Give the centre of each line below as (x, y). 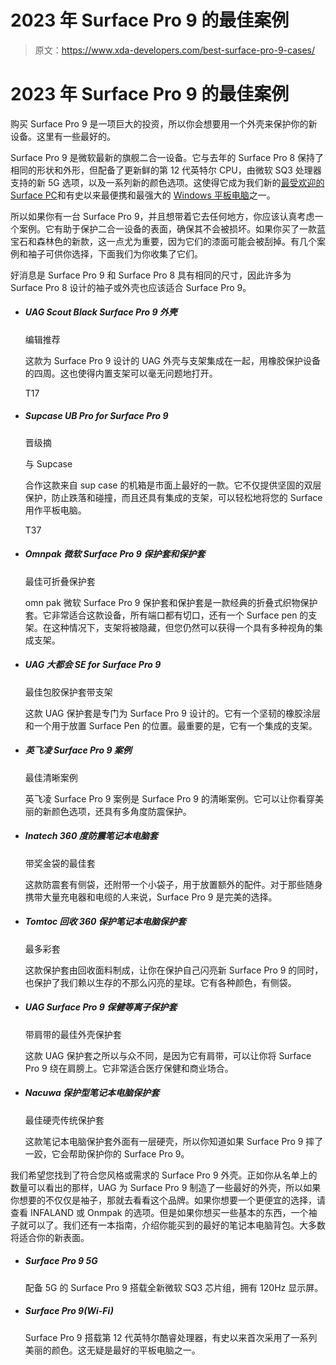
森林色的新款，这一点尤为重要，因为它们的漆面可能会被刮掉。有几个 (176, 241)
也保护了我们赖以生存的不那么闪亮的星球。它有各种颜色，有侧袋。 (160, 982)
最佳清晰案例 (51, 777)
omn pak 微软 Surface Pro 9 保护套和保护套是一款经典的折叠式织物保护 (171, 602)
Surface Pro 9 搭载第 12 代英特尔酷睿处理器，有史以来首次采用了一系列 (171, 1337)
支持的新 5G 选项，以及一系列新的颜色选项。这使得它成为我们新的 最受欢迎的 (167, 182)
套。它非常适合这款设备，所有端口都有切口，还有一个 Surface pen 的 (166, 615)
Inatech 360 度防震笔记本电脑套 (91, 836)
